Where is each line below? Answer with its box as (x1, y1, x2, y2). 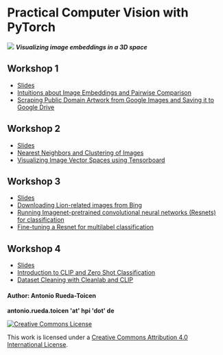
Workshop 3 (7, 175, 61, 187)
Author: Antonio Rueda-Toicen (7, 291, 97, 299)
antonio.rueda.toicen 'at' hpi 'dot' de (7, 307, 115, 315)
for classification (16, 216, 64, 224)
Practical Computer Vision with (7, 5, 189, 21)
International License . (7, 341, 69, 349)
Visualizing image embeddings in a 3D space (15, 43, 148, 51)
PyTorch (7, 19, 56, 35)
